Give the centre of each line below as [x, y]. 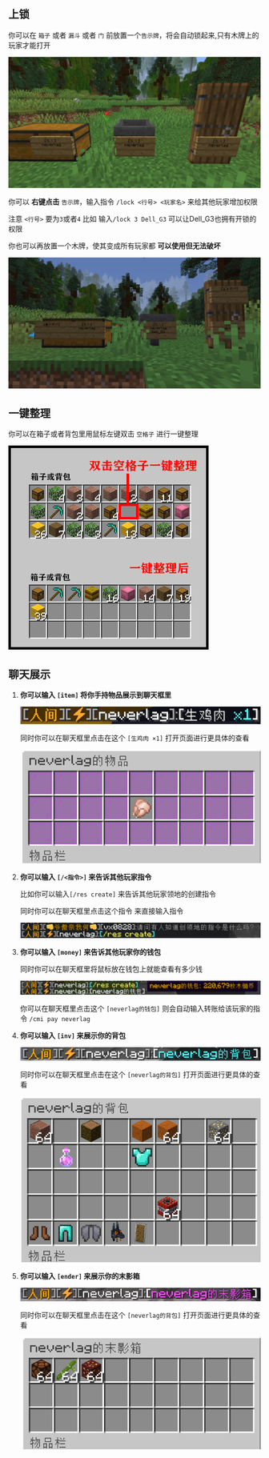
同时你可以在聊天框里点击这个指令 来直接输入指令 [102, 911]
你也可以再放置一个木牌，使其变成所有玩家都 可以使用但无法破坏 [114, 246]
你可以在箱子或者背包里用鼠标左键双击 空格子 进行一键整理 [103, 434]
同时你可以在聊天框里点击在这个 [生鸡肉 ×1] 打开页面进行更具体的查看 [134, 738]
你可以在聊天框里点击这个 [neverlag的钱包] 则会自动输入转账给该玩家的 [137, 1008]
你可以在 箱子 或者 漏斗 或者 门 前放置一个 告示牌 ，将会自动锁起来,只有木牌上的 [134, 35]
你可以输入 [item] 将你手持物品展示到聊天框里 [96, 695]
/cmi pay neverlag [60, 1019]
